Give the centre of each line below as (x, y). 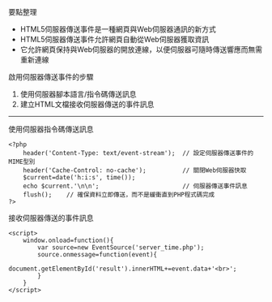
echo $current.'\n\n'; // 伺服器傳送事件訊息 (136, 186)
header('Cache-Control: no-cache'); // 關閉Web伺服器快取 (135, 170)
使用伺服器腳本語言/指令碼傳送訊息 (78, 94)
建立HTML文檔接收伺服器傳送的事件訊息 (87, 104)
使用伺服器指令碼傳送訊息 (51, 129)
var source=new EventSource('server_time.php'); (121, 248)
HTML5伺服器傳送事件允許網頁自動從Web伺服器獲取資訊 (114, 39)
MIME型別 (22, 162)
